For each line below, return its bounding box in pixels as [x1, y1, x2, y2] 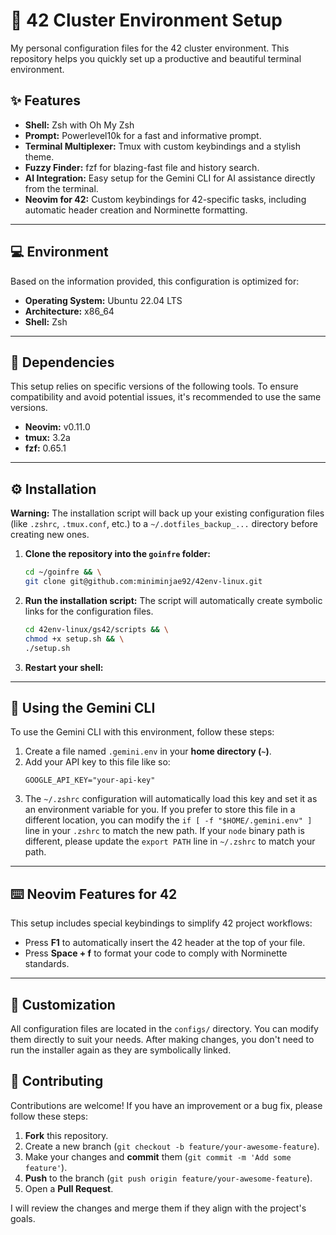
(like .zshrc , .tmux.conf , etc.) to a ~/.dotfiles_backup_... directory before [10, 518, 318, 530]
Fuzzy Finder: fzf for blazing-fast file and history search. [24, 161, 260, 173]
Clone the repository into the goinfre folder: [24, 548, 211, 560]
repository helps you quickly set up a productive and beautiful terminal [10, 52, 302, 64]
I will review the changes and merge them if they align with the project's [10, 1202, 307, 1214]
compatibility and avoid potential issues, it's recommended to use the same [10, 391, 322, 403]
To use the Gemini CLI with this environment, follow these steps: [10, 726, 275, 738]
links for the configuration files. [24, 605, 154, 617]
